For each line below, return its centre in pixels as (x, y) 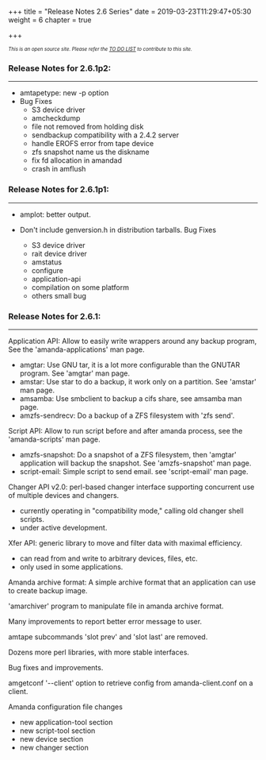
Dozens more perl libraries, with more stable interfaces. (99, 652)
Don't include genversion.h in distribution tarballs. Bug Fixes (118, 230)
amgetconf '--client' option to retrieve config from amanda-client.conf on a (131, 683)
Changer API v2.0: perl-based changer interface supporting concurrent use (131, 487)
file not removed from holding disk (87, 127)
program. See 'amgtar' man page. (75, 373)
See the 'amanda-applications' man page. (76, 349)
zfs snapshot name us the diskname (90, 152)
